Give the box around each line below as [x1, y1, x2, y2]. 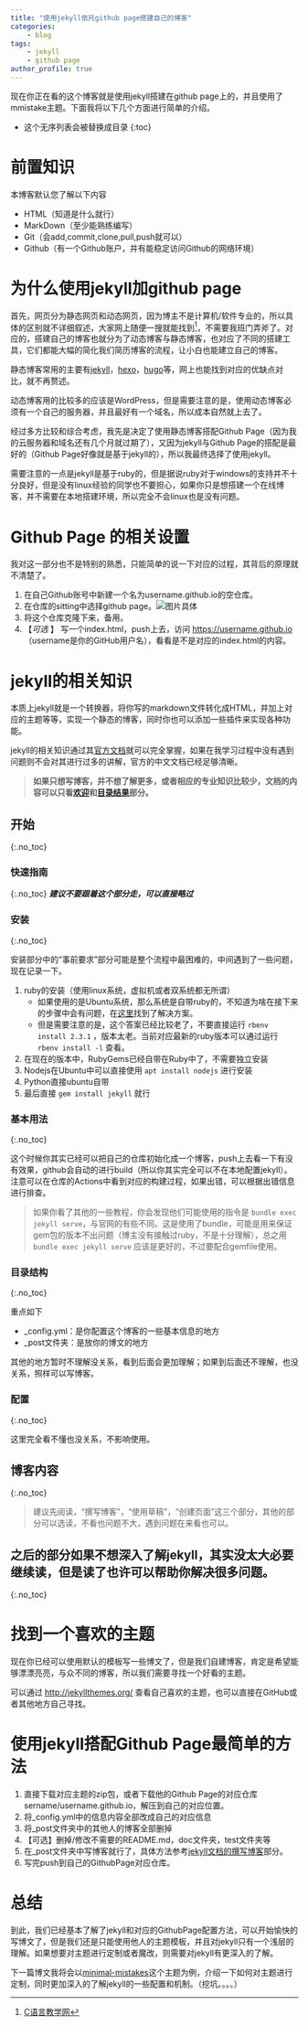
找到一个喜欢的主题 [10, 1624, 155, 1645]
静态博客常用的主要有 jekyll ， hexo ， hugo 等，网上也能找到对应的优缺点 [10, 364, 276, 375]
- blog [27, 30, 52, 39]
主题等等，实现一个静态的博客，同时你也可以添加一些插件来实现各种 [26, 714, 282, 725]
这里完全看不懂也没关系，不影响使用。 [10, 1433, 154, 1444]
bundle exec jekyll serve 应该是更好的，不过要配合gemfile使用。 [32, 1240, 282, 1251]
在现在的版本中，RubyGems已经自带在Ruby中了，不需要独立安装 [23, 1053, 269, 1064]
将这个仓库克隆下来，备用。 [23, 612, 129, 623]
